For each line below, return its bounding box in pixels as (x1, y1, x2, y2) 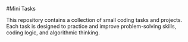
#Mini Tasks (6, 5, 36, 12)
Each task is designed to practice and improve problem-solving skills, (6, 23, 177, 30)
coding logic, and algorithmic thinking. (6, 29, 100, 36)
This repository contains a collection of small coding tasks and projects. (6, 17, 183, 23)
